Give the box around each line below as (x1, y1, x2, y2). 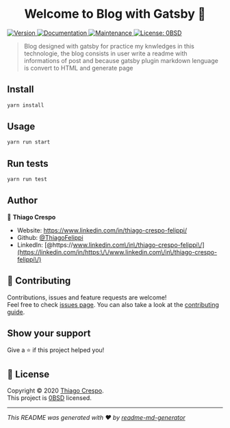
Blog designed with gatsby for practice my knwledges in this (23, 42, 195, 50)
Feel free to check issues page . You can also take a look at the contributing (7, 300, 219, 308)
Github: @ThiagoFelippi (16, 233, 84, 241)
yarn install (7, 102, 44, 109)
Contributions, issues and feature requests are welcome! (7, 293, 167, 302)
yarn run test (7, 176, 48, 183)
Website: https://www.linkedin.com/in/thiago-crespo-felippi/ (16, 226, 187, 235)
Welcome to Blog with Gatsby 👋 (24, 6, 206, 22)
